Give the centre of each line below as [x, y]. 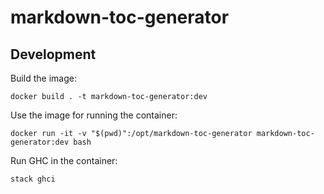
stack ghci [33, 179]
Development [53, 54]
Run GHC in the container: [64, 160]
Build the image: [43, 78]
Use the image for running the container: [94, 115]
